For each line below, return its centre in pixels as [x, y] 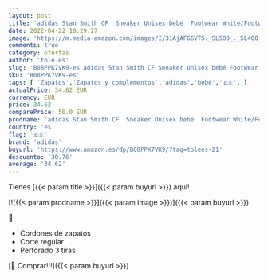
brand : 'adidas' [35, 142]
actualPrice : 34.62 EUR [48, 90]
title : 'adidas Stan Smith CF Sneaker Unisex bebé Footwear [114, 23]
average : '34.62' [37, 165]
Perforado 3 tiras [47, 250]
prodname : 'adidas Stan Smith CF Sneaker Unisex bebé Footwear [119, 120]
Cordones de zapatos [55, 233]
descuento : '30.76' [41, 157]
